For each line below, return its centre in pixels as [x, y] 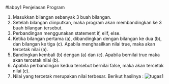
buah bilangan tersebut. [37, 28]
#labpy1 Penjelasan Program [35, 7]
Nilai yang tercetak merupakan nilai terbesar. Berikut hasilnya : [78, 76]
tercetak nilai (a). [30, 49]
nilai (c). [21, 71]
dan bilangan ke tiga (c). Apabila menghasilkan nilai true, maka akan [84, 44]
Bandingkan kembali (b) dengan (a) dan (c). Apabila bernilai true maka [86, 55]
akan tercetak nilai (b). [36, 60]
